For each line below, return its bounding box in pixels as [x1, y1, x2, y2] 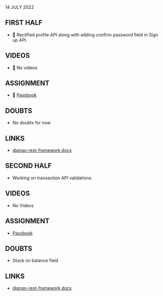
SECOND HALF [5, 161, 52, 170]
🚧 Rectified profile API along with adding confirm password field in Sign [12, 32, 159, 38]
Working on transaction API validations [12, 175, 92, 181]
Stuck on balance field [12, 258, 58, 264]
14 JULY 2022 [5, 4, 34, 10]
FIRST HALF [5, 18, 43, 27]
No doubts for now [12, 120, 51, 126]
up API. [12, 37, 27, 43]
